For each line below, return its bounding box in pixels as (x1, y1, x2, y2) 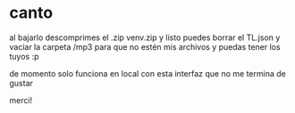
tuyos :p (9, 51, 39, 61)
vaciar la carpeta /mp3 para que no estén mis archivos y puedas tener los (9, 41, 281, 52)
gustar (9, 77, 34, 88)
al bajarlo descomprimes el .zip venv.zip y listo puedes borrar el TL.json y (9, 32, 281, 43)
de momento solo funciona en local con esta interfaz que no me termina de (9, 68, 286, 78)
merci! (9, 94, 33, 105)
